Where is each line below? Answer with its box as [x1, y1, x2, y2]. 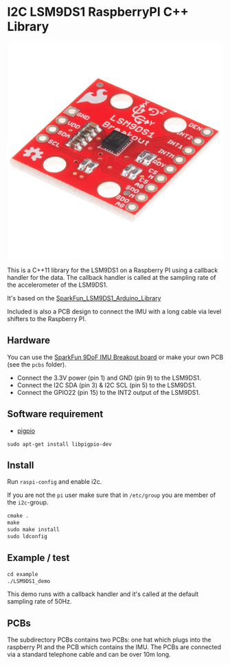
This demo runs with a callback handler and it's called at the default [7, 590, 199, 598]
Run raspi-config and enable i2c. [7, 478, 102, 486]
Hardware [7, 335, 50, 347]
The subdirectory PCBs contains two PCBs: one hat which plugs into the [7, 635, 211, 644]
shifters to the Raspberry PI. [7, 314, 87, 323]
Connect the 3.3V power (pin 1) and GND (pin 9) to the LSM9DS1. [16, 374, 201, 382]
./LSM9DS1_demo [7, 578, 51, 585]
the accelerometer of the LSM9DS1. [7, 280, 108, 289]
